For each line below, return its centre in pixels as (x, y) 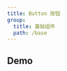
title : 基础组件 (35, 26)
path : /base (30, 33)
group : (16, 20)
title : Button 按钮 (34, 13)
